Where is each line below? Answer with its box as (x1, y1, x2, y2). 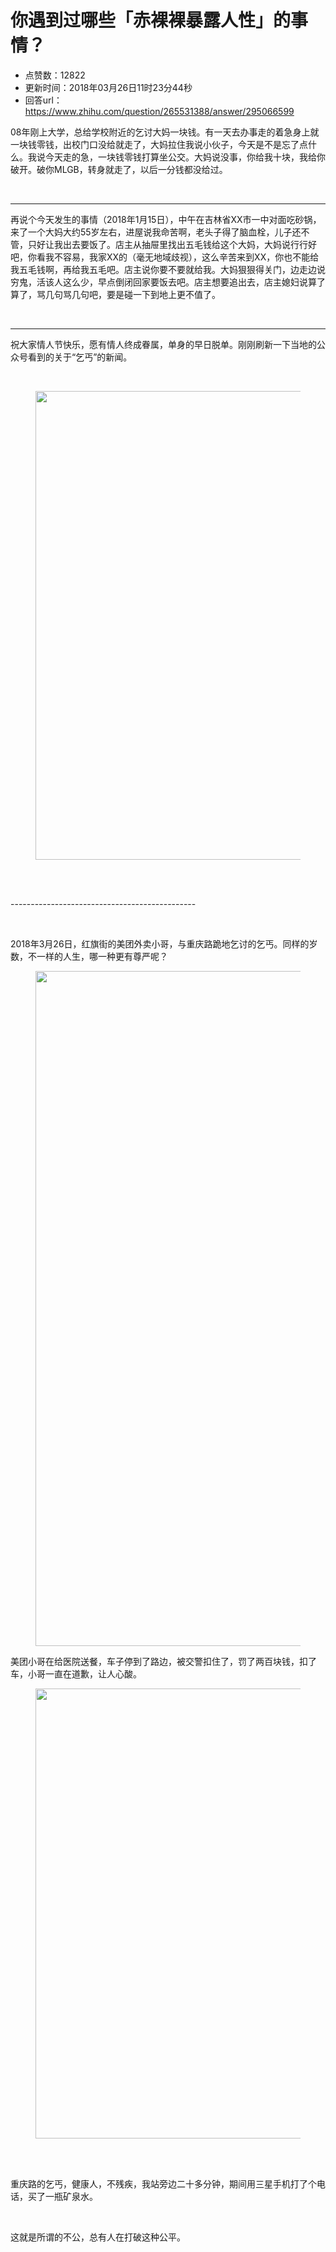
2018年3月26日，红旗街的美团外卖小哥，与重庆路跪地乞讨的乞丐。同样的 (10, 937, 310, 950)
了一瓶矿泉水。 (36, 2190, 98, 2202)
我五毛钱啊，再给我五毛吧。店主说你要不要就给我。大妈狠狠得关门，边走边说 (10, 263, 326, 275)
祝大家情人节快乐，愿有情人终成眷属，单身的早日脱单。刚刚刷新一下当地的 (10, 338, 317, 350)
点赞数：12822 (24, 69, 86, 81)
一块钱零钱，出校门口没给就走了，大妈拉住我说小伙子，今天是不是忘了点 (10, 138, 308, 150)
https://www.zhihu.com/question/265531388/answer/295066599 (24, 105, 295, 117)
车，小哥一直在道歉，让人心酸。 (10, 1667, 142, 1680)
